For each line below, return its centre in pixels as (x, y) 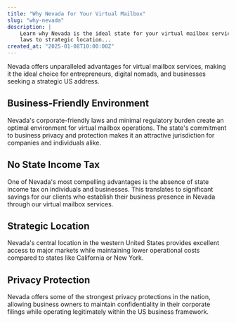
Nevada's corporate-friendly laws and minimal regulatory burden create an (116, 120)
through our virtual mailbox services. (60, 204)
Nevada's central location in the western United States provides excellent (113, 243)
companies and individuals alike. (54, 143)
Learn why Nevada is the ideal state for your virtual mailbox (114, 33)
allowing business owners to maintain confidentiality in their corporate (109, 304)
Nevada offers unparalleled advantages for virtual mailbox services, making (117, 66)
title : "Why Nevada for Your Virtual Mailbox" (77, 14)
